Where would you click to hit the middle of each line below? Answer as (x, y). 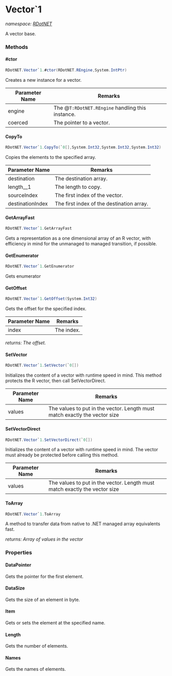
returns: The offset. (26, 343)
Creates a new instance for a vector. (44, 80)
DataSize (15, 588)
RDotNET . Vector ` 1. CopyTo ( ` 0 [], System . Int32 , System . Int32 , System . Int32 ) (83, 148)
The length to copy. (78, 187)
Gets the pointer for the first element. (44, 576)
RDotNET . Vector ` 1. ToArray (33, 514)
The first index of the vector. (89, 195)
